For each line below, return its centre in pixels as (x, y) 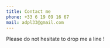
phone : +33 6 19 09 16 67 (37, 17)
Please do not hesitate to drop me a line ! (55, 39)
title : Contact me (28, 11)
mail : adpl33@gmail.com (35, 22)
